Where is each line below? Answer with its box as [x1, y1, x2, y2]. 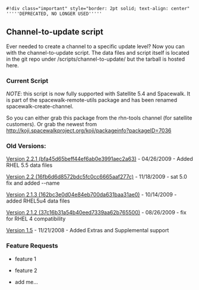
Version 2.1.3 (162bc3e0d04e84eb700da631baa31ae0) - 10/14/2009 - [6, 191, 177, 198]
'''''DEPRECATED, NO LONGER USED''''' [6, 11, 102, 17]
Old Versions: [6, 142, 46, 150]
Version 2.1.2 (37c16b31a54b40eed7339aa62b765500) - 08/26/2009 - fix [6, 209, 187, 216]
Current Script [6, 76, 49, 85]
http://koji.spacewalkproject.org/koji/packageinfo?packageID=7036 [6, 127, 172, 134]
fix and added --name [6, 179, 60, 187]
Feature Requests [6, 242, 58, 250]
